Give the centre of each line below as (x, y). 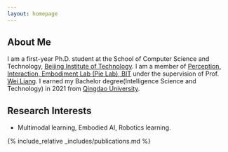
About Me (29, 42)
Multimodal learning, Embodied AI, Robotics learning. (94, 127)
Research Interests (49, 110)
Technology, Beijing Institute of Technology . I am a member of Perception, (114, 67)
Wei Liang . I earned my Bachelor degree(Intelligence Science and (102, 81)
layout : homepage (33, 14)
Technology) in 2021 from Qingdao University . (74, 89)
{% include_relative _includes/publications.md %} (79, 141)
